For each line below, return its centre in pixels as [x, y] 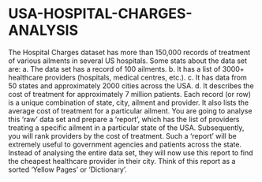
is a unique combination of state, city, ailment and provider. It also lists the [129, 102]
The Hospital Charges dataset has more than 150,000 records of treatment [129, 52]
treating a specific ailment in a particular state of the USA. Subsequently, [126, 128]
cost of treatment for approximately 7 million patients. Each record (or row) [129, 94]
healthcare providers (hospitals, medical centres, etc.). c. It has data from [127, 77]
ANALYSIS [43, 30]
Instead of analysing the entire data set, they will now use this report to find [131, 152]
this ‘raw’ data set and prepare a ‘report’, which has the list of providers [124, 119]
